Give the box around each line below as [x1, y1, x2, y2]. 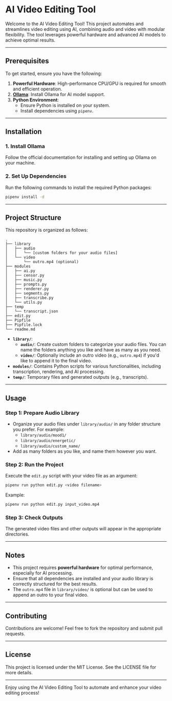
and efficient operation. [12, 86, 62, 92]
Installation [5, 127, 42, 136]
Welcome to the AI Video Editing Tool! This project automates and [5, 21, 144, 27]
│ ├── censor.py [5, 273, 45, 278]
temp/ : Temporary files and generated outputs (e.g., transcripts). [12, 374, 148, 380]
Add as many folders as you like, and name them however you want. [12, 448, 157, 454]
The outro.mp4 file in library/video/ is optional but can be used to [12, 586, 153, 593]
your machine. [5, 160, 36, 166]
